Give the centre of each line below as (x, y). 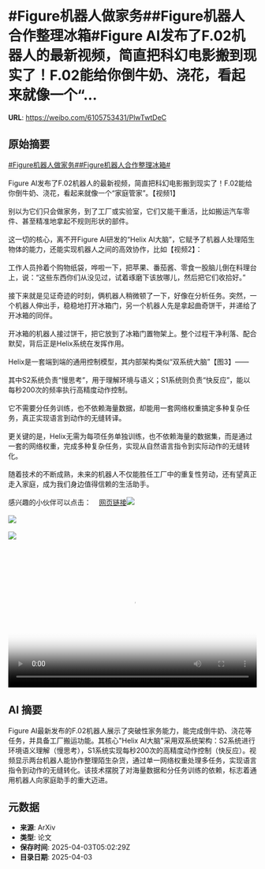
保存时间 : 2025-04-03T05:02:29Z (75, 847)
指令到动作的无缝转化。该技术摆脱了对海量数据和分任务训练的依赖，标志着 (129, 770)
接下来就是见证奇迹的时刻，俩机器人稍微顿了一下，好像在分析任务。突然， (129, 295)
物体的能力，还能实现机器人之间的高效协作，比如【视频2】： (105, 249)
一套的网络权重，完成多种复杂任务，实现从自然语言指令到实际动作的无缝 (125, 446)
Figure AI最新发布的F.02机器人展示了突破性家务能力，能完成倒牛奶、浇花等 (130, 730)
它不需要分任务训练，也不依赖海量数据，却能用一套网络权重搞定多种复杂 (125, 408)
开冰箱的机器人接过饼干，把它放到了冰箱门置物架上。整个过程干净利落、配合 (132, 333)
